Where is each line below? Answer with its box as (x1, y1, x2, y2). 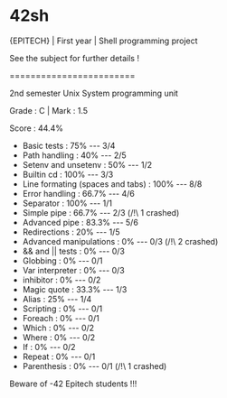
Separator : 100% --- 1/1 (22, 198, 113, 208)
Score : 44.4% (9, 123, 63, 134)
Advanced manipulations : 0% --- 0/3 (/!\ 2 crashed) (22, 236, 219, 246)
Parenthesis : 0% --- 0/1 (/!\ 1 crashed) (22, 360, 167, 371)
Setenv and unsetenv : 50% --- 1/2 (22, 159, 152, 170)
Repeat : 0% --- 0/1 (22, 351, 96, 362)
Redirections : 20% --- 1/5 (22, 227, 120, 237)
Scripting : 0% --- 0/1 (22, 303, 103, 314)
